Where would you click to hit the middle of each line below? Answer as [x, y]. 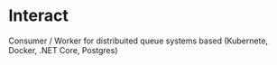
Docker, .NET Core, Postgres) [63, 50]
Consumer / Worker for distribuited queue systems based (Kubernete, [138, 41]
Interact [38, 16]
